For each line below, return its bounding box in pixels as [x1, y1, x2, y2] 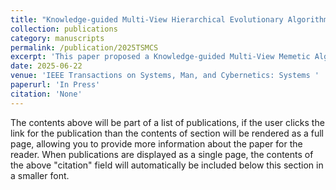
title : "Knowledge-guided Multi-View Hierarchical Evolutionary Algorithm [10, 14, 329, 25]
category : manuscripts [10, 33, 105, 43]
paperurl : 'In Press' [10, 80, 101, 90]
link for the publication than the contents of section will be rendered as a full [10, 127, 324, 139]
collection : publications [10, 24, 118, 34]
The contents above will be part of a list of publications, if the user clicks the [10, 116, 325, 128]
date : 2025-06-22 [10, 61, 83, 71]
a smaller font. [10, 169, 70, 181]
